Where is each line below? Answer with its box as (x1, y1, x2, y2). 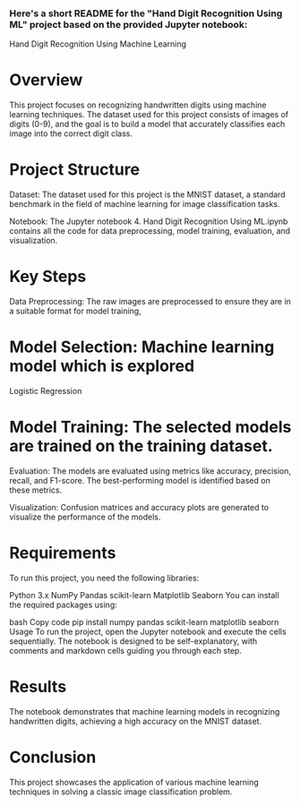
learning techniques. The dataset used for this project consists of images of (9, 109, 289, 120)
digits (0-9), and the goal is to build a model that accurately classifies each (9, 119, 286, 130)
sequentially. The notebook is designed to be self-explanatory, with (9, 635, 258, 647)
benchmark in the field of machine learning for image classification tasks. (9, 199, 280, 210)
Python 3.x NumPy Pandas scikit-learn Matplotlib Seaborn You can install (9, 589, 279, 600)
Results (9, 677, 67, 697)
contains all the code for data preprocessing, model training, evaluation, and (9, 226, 291, 236)
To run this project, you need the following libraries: (9, 572, 200, 583)
